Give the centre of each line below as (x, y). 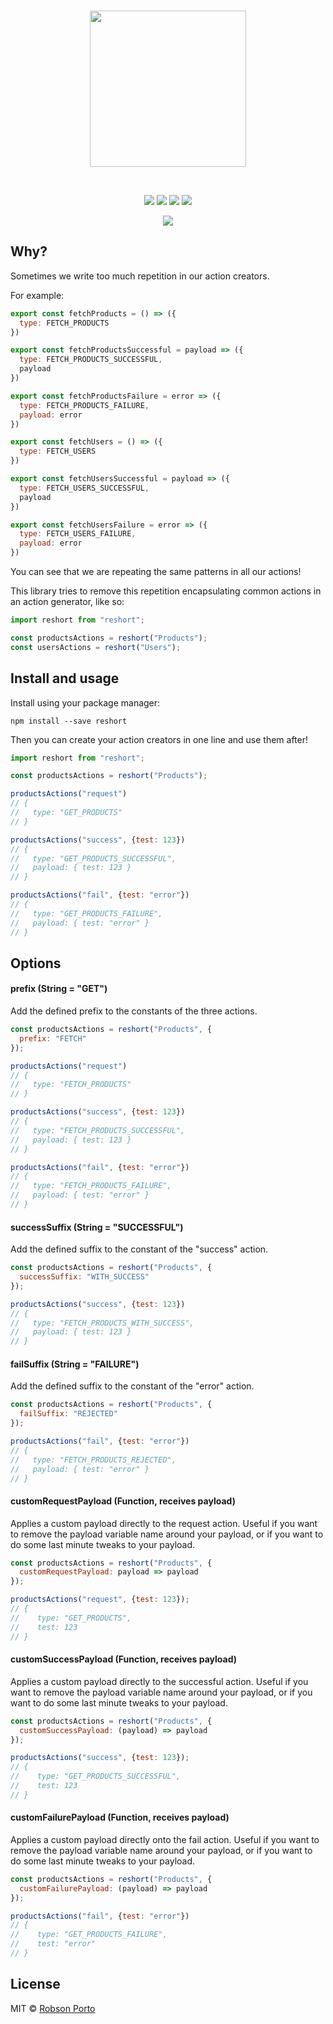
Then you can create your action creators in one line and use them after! (159, 739)
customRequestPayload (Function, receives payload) (123, 1501)
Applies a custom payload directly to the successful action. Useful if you (159, 1681)
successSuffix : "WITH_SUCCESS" (84, 1277)
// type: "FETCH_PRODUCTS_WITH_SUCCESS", (102, 1323)
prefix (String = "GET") (59, 989)
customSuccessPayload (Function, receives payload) (124, 1659)
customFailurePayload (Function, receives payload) (120, 1817)
